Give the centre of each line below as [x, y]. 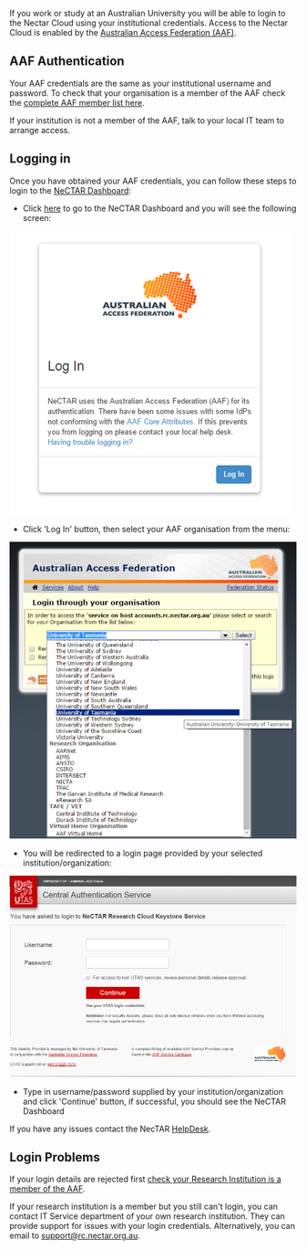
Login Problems [55, 1157]
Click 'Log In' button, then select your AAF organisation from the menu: [156, 529]
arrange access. [40, 130]
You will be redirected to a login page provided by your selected [143, 853]
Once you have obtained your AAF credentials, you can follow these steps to [153, 181]
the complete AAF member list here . [77, 102]
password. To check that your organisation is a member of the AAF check [148, 93]
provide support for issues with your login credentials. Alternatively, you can [153, 1226]
